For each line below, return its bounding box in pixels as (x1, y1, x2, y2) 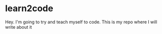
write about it (5, 24, 32, 30)
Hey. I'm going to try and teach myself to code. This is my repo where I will (5, 19, 157, 25)
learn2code (5, 3, 53, 14)
